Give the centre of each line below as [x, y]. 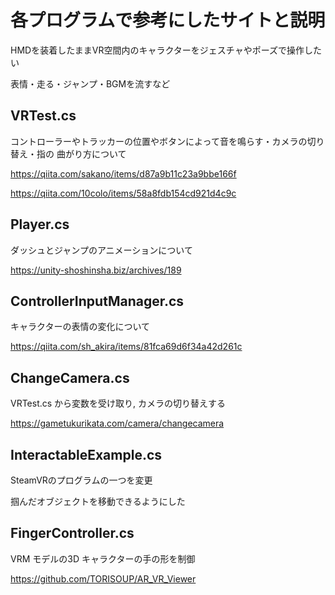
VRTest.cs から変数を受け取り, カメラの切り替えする [118, 403]
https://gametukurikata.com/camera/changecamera [117, 423]
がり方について [95, 153]
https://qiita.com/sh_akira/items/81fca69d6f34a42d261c [126, 347]
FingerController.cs [72, 533]
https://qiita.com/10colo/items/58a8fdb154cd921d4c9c [123, 193]
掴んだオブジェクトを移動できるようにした [98, 501]
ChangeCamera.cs [70, 377]
